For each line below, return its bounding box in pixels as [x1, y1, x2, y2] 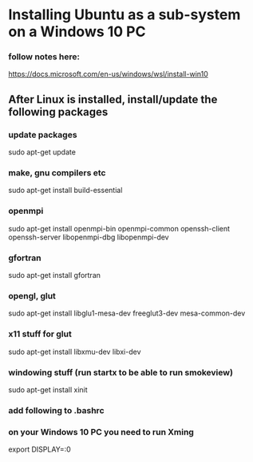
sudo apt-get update [8, 147, 76, 157]
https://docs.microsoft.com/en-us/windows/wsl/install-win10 [8, 70, 209, 79]
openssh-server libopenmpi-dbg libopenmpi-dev [8, 232, 169, 242]
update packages [8, 129, 77, 140]
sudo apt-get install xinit [8, 384, 88, 394]
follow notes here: [8, 51, 80, 62]
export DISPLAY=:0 [8, 444, 72, 454]
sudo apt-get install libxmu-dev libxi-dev [8, 347, 141, 356]
